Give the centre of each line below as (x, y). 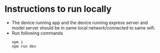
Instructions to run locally (58, 9)
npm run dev (24, 46)
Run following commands (37, 33)
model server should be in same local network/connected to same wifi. (83, 27)
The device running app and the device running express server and (80, 23)
